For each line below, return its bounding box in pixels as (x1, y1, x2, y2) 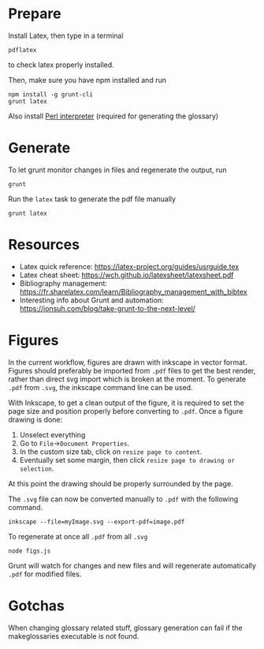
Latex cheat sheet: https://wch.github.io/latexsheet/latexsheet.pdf (19, 270, 234, 279)
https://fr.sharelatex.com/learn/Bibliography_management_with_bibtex (19, 287, 247, 296)
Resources (8, 236, 80, 253)
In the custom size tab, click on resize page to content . (19, 447, 203, 456)
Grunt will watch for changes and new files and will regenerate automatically (8, 561, 256, 570)
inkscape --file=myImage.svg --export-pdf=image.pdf (8, 518, 185, 526)
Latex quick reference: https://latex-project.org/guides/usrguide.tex (19, 261, 240, 271)
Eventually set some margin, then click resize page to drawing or (19, 455, 235, 464)
